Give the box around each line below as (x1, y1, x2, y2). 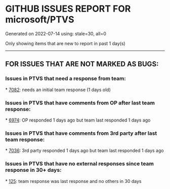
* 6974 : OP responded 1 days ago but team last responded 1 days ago (5, 117, 151, 123)
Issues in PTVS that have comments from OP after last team (5, 99, 155, 106)
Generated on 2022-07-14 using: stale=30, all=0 (5, 30, 106, 36)
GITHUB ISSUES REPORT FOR (5, 3, 131, 15)
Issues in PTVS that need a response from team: (5, 75, 126, 82)
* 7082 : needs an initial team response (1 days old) (5, 87, 111, 93)
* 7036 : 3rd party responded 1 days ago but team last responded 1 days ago (5, 147, 164, 154)
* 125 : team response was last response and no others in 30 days (5, 178, 142, 184)
